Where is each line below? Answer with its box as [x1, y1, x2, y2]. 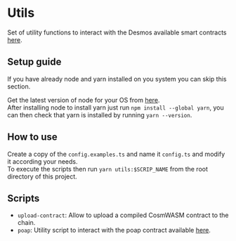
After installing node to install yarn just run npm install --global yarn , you [7, 103, 225, 112]
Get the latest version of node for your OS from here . [7, 96, 160, 104]
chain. [17, 219, 36, 227]
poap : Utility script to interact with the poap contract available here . [17, 226, 211, 235]
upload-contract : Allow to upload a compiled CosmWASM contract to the [17, 211, 230, 219]
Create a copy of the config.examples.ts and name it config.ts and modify [7, 150, 225, 158]
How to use [7, 131, 58, 143]
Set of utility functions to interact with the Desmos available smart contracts [7, 28, 227, 37]
